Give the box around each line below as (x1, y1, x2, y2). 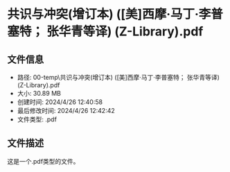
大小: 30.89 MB (17, 89, 61, 97)
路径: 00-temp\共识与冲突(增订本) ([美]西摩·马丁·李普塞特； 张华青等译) (17, 74, 220, 81)
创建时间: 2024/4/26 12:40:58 (17, 98, 103, 106)
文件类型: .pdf (17, 115, 57, 123)
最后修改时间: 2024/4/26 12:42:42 (17, 107, 116, 114)
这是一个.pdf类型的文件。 (7, 157, 80, 165)
